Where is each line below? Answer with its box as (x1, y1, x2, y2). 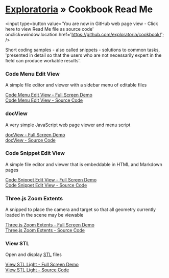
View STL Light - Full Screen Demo (5, 262, 79, 268)
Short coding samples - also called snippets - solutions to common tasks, (5, 47, 160, 53)
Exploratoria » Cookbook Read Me (5, 4, 153, 15)
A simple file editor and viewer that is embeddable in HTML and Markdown (5, 161, 162, 167)
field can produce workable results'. (5, 57, 81, 63)
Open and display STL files (5, 251, 62, 258)
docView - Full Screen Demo (5, 131, 65, 137)
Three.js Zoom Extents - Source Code (5, 227, 85, 234)
